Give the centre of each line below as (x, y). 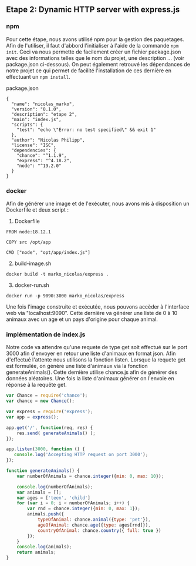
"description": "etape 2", (44, 114)
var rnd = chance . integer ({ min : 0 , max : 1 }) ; (84, 509)
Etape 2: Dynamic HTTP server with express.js (93, 10)
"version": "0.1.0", (36, 109)
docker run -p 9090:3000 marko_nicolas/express (65, 296)
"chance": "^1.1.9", (42, 155)
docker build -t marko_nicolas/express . (58, 274)
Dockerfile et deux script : (38, 210)
